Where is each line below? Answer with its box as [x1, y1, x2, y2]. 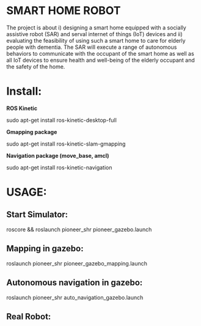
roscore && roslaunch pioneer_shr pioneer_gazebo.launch [6, 226, 152, 233]
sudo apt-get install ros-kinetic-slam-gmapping [6, 140, 126, 147]
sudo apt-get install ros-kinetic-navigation [6, 163, 112, 171]
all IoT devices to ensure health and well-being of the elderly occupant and [6, 56, 196, 64]
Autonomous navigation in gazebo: [6, 278, 143, 288]
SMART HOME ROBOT [6, 4, 121, 18]
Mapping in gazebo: [6, 243, 84, 254]
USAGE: [6, 185, 47, 199]
